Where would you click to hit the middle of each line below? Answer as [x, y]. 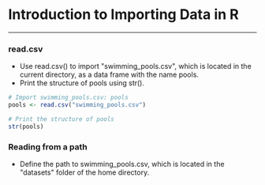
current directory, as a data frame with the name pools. [109, 75]
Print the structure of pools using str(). [82, 83]
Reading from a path [48, 146]
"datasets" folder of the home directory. [84, 172]
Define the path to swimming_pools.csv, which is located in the [122, 164]
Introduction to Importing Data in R [123, 15]
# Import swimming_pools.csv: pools [68, 98]
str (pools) [26, 126]
